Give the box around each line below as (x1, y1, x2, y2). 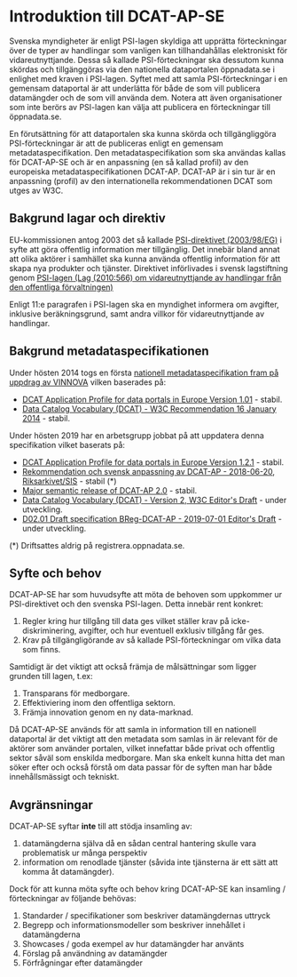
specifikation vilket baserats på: (9, 439, 126, 450)
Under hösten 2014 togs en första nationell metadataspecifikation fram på (9, 367, 279, 378)
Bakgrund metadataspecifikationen (9, 344, 210, 359)
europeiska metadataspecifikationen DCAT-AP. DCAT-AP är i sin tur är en (9, 166, 276, 177)
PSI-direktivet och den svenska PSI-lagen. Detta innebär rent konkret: (9, 598, 264, 610)
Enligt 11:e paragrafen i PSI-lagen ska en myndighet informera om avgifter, (9, 299, 279, 309)
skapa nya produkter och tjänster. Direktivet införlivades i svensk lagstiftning (9, 262, 288, 273)
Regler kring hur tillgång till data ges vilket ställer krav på (21, 616, 230, 627)
